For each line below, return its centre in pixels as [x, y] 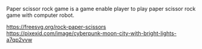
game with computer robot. [40, 15]
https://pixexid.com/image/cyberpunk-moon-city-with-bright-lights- [92, 33]
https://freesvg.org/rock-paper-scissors [56, 27]
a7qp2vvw [19, 40]
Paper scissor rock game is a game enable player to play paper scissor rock [101, 9]
